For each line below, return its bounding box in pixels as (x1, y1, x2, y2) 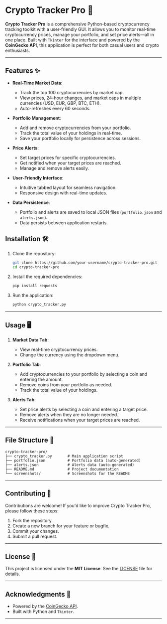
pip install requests (12, 284, 57, 289)
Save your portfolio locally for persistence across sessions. (19, 135, 141, 141)
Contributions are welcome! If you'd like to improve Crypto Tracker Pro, (5, 502, 151, 508)
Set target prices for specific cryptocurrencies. (19, 155, 116, 160)
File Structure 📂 (5, 436, 54, 445)
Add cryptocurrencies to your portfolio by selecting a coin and (19, 371, 148, 377)
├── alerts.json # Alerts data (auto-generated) (5, 462, 135, 468)
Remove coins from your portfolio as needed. (19, 381, 113, 388)
